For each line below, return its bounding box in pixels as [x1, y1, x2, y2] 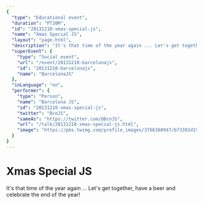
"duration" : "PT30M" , [11, 20, 66, 26]
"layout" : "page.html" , [11, 37, 71, 43]
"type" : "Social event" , [17, 54, 80, 60]
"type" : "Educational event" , [11, 15, 88, 21]
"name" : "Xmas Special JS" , [11, 31, 83, 38]
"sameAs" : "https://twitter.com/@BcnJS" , [17, 116, 123, 122]
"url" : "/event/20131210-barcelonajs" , [17, 59, 118, 65]
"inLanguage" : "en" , [11, 82, 63, 88]
